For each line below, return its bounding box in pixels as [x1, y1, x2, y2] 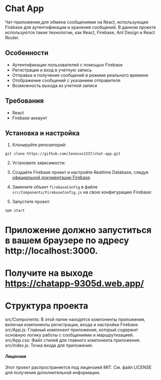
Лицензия [5, 354, 27, 359]
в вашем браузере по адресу [5, 235, 129, 246]
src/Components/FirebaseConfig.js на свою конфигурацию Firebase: [12, 189, 152, 195]
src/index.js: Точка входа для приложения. [5, 342, 93, 348]
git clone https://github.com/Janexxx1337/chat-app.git [5, 151, 121, 156]
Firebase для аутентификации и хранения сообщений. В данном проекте [5, 24, 156, 30]
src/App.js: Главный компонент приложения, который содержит [5, 327, 139, 333]
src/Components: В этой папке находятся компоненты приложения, [5, 316, 145, 322]
